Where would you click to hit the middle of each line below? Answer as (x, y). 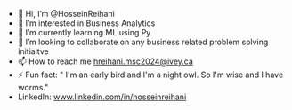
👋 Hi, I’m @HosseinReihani (66, 14)
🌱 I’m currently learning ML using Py (84, 32)
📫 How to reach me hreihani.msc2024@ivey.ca (105, 61)
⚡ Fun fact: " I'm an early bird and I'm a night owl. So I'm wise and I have (150, 75)
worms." (33, 87)
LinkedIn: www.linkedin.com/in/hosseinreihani (102, 97)
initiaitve (33, 51)
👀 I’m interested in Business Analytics (86, 23)
